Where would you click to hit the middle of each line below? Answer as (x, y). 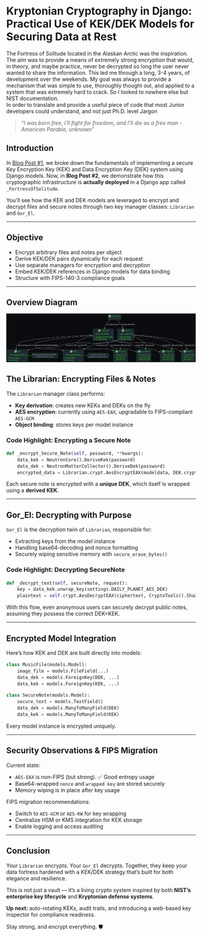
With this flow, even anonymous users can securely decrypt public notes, (97, 607)
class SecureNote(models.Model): (48, 695)
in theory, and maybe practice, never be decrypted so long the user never (98, 66)
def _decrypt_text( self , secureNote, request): (67, 583)
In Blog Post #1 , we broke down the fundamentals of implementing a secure (100, 163)
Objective (25, 237)
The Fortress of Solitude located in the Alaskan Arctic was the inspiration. (97, 53)
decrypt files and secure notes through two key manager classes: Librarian (100, 206)
